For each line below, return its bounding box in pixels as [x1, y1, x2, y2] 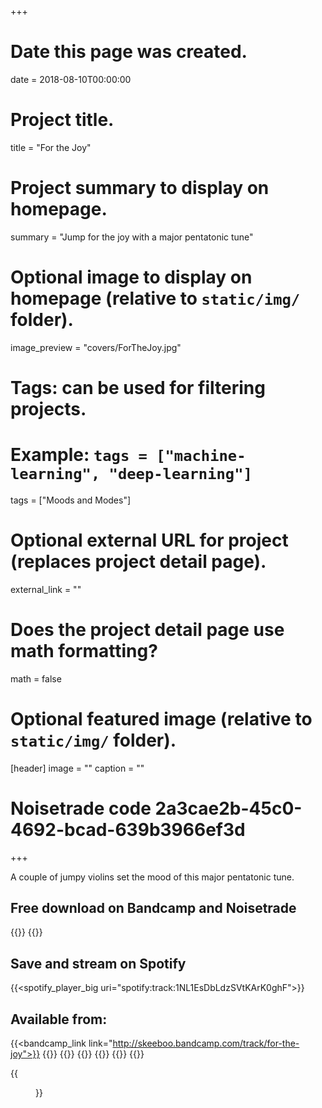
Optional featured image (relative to [10, 707, 313, 730]
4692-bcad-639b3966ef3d [10, 818, 246, 841]
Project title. [10, 109, 115, 131]
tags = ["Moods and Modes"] [10, 494, 132, 506]
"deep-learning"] [108, 465, 253, 484]
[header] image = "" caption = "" [10, 762, 145, 774]
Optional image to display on [10, 266, 253, 288]
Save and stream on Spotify [10, 955, 187, 972]
